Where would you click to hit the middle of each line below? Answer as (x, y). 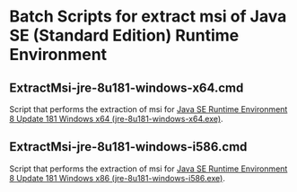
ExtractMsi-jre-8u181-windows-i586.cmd (128, 147)
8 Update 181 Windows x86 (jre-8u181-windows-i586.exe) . (118, 178)
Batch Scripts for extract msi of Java (148, 17)
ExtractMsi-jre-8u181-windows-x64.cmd (127, 87)
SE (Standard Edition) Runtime (124, 35)
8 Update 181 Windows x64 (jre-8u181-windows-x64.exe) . (116, 119)
